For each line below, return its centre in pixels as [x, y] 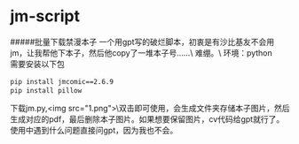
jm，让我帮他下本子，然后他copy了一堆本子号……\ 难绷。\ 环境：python [142, 53]
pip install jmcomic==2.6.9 [62, 81]
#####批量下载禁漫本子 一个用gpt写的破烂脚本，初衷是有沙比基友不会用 [142, 42]
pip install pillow [46, 90]
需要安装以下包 [37, 64]
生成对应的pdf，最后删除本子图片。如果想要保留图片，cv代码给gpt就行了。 [147, 119]
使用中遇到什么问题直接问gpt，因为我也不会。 [94, 130]
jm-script [45, 16]
